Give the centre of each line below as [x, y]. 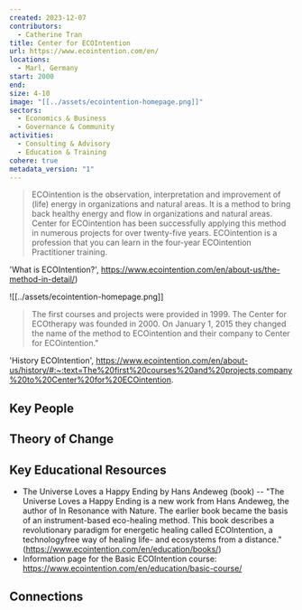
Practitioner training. [69, 252]
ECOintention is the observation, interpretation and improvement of [156, 194]
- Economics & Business [62, 118]
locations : [30, 60]
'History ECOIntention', [52, 361]
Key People [42, 408]
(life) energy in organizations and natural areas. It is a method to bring [161, 204]
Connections [46, 597]
